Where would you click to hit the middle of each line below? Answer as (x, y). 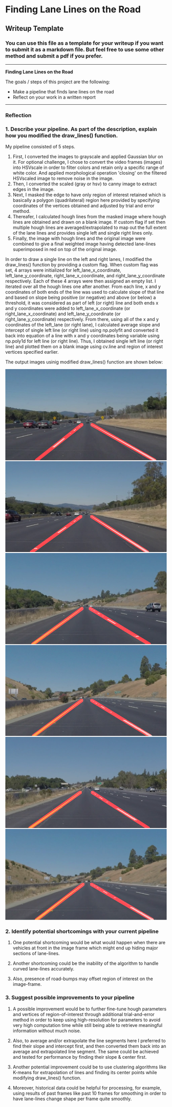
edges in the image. (34, 189)
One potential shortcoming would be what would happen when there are (89, 943)
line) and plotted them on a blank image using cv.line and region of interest (84, 347)
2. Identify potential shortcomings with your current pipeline (82, 931)
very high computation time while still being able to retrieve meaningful (88, 1025)
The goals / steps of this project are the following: (58, 82)
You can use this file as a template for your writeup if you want (84, 43)
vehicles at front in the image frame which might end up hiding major (85, 948)
